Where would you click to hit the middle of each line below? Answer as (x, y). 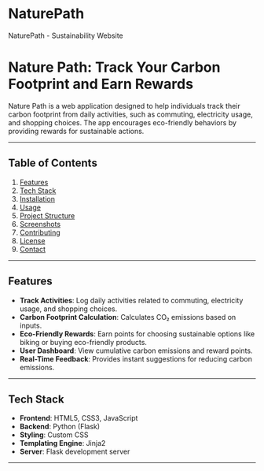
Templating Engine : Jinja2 (62, 443)
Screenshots (40, 224)
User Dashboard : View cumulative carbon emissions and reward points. (136, 350)
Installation (37, 198)
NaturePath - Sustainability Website (66, 35)
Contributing (40, 232)
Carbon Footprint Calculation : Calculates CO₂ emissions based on (128, 317)
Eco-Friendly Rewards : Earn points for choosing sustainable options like (137, 334)
